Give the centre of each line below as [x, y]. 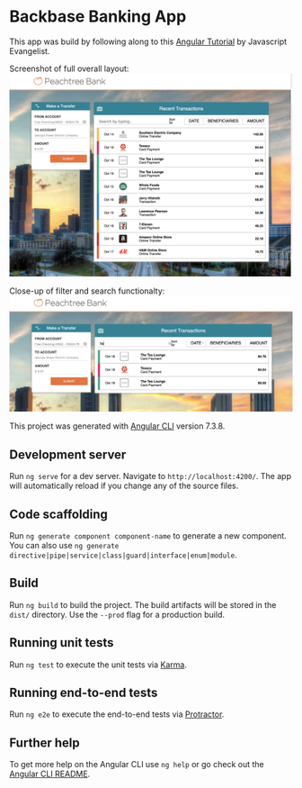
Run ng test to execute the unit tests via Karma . [98, 665]
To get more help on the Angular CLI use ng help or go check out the [137, 765]
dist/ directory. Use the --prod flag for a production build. [117, 614]
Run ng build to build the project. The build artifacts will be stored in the [143, 604]
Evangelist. [30, 50]
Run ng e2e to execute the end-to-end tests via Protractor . [117, 714]
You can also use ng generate [64, 546]
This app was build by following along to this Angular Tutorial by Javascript [148, 41]
